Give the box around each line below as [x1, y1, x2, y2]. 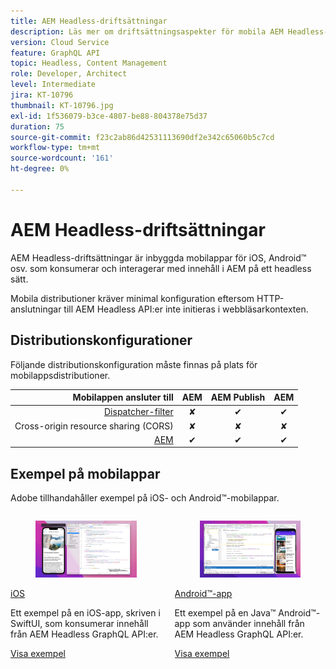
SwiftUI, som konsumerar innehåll [10, 617, 149, 629]
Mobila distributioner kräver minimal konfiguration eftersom [10, 292, 255, 304]
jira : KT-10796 [10, 90, 74, 100]
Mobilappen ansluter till [72, 391, 174, 403]
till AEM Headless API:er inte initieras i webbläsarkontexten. [63, 303, 309, 315]
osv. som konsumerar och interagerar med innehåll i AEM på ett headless [10, 262, 312, 274]
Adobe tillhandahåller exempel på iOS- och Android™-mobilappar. [10, 492, 280, 504]
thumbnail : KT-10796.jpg [10, 100, 114, 110]
